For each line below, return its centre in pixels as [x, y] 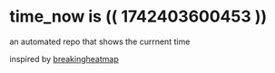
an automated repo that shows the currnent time [100, 41]
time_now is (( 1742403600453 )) [138, 17]
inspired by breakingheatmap [64, 59]
